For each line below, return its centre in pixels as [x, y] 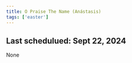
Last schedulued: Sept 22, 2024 [66, 41]
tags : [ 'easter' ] [27, 17]
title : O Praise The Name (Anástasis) [54, 11]
